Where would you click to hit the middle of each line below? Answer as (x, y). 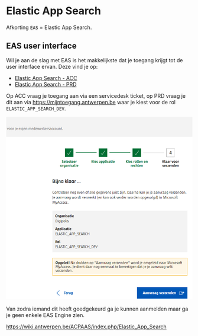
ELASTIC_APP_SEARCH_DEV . (36, 108)
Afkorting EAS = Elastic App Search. (49, 27)
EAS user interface (41, 46)
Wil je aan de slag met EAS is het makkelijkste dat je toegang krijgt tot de (95, 60)
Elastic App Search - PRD (46, 84)
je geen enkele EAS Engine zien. (45, 315)
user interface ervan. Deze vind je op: (52, 66)
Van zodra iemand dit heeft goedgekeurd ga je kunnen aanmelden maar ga (97, 309)
